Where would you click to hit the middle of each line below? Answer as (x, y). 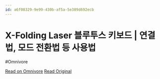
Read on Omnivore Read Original (38, 71)
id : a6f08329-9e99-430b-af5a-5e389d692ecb (50, 10)
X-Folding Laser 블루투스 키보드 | (71, 35)
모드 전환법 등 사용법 (57, 48)
